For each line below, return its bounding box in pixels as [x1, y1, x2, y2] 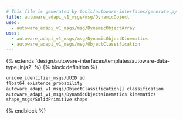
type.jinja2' [6, 63, 33, 70]
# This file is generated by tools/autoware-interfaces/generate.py [6, 8, 177, 15]
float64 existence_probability [6, 80, 83, 86]
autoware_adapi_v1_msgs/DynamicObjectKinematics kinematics [6, 91, 157, 97]
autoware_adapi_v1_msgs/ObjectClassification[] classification [6, 86, 164, 91]
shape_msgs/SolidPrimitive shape [6, 97, 88, 103]
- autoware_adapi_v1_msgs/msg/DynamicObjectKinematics [11, 36, 148, 42]
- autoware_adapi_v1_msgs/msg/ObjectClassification [11, 42, 141, 47]
